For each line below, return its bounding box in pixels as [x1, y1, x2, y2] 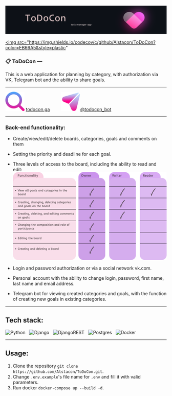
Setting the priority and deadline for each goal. [12, 151, 112, 157]
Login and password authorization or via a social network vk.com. [12, 265, 152, 272]
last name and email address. [12, 281, 75, 287]
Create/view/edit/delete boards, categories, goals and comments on [12, 136, 157, 142]
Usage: [5, 349, 29, 358]
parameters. [12, 379, 39, 385]
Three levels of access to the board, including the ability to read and [12, 161, 157, 167]
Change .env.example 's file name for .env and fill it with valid [12, 373, 141, 380]
